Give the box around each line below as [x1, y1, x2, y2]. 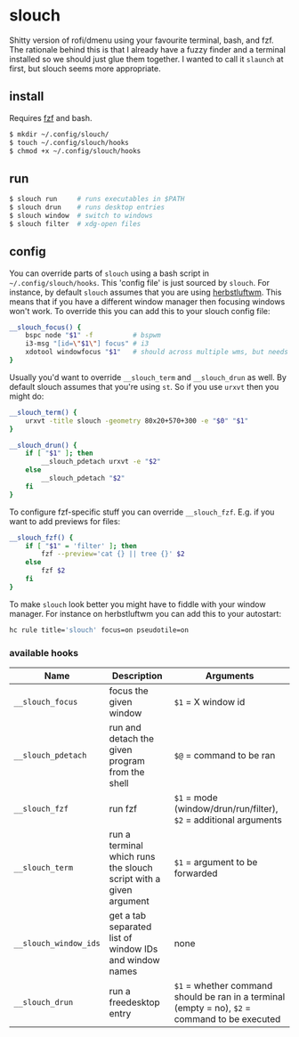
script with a [109, 872, 161, 885]
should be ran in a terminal [174, 990, 286, 1002]
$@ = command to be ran [174, 749, 276, 761]
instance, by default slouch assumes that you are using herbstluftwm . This [9, 287, 282, 297]
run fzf [109, 802, 138, 814]
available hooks [9, 646, 78, 659]
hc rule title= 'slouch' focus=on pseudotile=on [9, 625, 190, 635]
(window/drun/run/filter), [174, 802, 279, 814]
